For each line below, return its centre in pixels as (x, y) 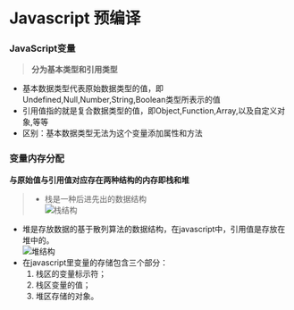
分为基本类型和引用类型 (74, 70)
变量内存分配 (37, 159)
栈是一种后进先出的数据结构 (96, 198)
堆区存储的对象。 (67, 296)
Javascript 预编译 (75, 18)
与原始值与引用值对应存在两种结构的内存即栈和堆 (99, 180)
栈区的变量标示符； (71, 273)
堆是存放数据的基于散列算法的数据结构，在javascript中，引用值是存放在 (154, 229)
